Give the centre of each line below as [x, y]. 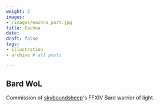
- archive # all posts [34, 55]
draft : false [22, 39]
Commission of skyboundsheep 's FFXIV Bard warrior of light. [80, 98]
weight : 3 [18, 11]
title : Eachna [24, 28]
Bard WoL [24, 84]
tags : [13, 44]
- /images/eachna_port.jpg [39, 22]
